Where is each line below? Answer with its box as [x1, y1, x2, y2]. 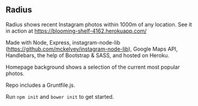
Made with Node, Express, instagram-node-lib [5, 39, 121, 46]
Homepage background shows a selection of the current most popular [5, 63, 180, 70]
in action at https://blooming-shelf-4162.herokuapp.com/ [5, 27, 147, 34]
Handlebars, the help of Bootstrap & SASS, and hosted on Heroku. [5, 51, 170, 59]
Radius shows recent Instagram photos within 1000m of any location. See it [5, 20, 192, 28]
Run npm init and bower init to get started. [5, 93, 114, 100]
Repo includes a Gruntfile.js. [5, 81, 76, 89]
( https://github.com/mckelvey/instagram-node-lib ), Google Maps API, [5, 45, 178, 52]
